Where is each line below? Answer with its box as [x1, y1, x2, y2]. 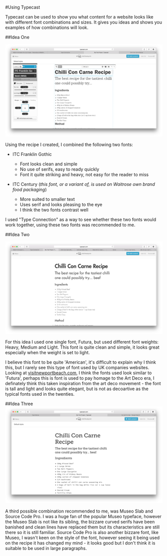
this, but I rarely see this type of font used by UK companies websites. [5, 364, 150, 370]
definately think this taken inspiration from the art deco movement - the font [5, 380, 161, 386]
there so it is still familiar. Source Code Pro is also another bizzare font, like [5, 529, 159, 535]
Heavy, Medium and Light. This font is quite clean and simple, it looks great [5, 344, 160, 350]
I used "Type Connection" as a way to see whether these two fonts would [5, 216, 157, 222]
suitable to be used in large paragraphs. [5, 545, 87, 551]
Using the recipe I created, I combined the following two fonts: [5, 141, 133, 147]
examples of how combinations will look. [5, 24, 89, 30]
